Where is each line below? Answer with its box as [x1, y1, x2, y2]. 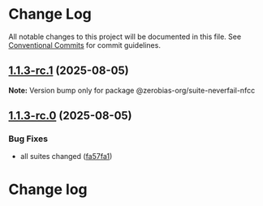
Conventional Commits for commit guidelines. [8, 40, 161, 49]
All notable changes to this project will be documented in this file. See [8, 32, 242, 41]
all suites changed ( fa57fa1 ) [19, 152, 113, 161]
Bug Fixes [8, 133, 49, 144]
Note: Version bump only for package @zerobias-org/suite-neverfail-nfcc [8, 85, 256, 95]
